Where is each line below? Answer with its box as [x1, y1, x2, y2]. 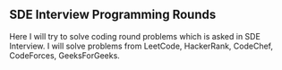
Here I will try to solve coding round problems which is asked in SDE [9, 31, 261, 41]
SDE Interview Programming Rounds [9, 7, 217, 22]
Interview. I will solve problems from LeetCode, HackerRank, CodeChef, [9, 40, 274, 51]
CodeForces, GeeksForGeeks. [9, 49, 121, 61]
